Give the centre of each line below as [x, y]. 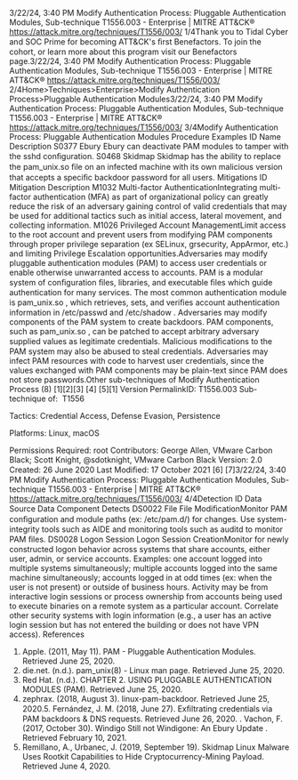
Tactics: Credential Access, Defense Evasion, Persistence [115, 416]
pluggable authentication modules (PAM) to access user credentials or [138, 263]
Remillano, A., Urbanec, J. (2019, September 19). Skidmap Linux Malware [156, 747]
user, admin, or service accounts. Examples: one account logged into [136, 559]
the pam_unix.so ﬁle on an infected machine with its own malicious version [146, 167]
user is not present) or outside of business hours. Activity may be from [139, 587]
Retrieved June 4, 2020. [66, 766]
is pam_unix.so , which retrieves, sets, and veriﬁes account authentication [145, 302]
